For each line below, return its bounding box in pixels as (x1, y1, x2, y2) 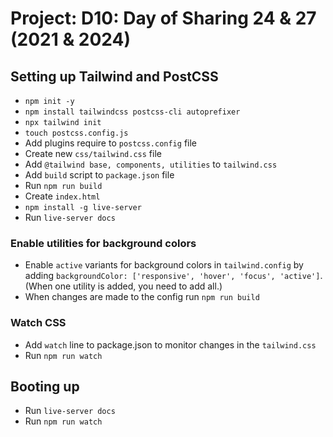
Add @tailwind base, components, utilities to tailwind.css (24, 158, 278, 170)
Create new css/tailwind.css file (24, 148, 162, 159)
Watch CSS (10, 316, 67, 330)
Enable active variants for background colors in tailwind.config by (24, 259, 304, 271)
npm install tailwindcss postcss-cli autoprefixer (24, 107, 241, 117)
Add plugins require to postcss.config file (24, 137, 198, 149)
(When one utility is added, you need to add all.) (24, 280, 223, 292)
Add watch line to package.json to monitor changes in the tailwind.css (24, 338, 317, 351)
